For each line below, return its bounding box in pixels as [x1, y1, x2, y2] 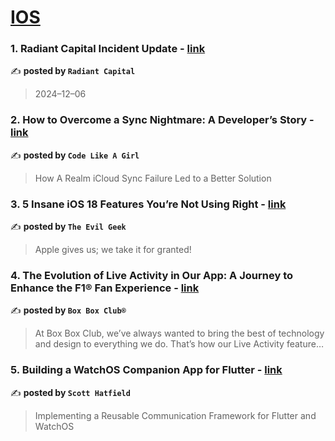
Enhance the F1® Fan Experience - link [10, 281, 200, 295]
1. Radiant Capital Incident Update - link [10, 42, 206, 56]
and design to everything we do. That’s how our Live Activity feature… [34, 338, 325, 350]
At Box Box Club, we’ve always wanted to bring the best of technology [34, 327, 325, 340]
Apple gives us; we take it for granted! [34, 244, 192, 256]
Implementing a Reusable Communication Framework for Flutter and [34, 409, 317, 421]
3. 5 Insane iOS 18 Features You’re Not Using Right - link [10, 197, 287, 211]
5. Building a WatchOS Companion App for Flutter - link [10, 363, 283, 377]
